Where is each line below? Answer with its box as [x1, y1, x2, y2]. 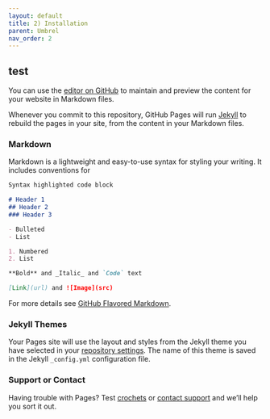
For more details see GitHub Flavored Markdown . [8, 299, 172, 308]
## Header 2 [8, 203, 48, 212]
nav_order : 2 [8, 34, 52, 43]
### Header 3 [8, 211, 52, 219]
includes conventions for [8, 166, 91, 175]
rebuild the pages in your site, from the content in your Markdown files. [8, 119, 244, 128]
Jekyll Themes [8, 319, 68, 330]
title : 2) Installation [8, 19, 89, 27]
